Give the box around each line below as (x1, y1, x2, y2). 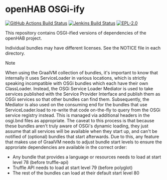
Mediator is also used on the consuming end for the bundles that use (5, 101, 147, 107)
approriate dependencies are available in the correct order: (5, 144, 127, 150)
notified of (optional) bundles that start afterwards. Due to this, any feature (5, 133, 159, 139)
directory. (5, 50, 25, 56)
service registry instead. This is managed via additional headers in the (5, 112, 150, 118)
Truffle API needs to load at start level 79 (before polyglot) (12, 164, 133, 170)
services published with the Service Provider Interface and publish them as (5, 91, 160, 97)
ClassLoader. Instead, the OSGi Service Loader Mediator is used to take (5, 85, 153, 91)
